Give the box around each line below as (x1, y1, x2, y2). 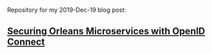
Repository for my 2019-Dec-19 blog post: (7, 6, 127, 14)
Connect (7, 36, 45, 48)
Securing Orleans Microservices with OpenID (7, 25, 205, 37)
